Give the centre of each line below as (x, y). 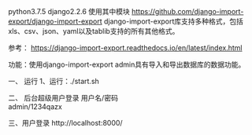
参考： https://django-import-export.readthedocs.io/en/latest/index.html (125, 48)
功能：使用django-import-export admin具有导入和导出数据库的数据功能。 (127, 64)
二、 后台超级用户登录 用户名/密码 (63, 98)
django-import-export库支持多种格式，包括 (174, 21)
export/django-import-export (55, 21)
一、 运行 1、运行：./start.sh (54, 81)
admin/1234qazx (35, 107)
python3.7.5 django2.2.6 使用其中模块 (69, 11)
